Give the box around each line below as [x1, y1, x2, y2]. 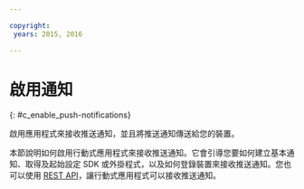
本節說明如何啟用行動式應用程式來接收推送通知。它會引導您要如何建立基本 [9, 147, 287, 158]
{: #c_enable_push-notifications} [9, 109, 131, 120]
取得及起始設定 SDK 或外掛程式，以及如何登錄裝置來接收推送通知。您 [24, 159, 284, 170]
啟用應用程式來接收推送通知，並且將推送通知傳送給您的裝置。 [9, 128, 240, 139]
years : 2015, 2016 [13, 29, 83, 39]
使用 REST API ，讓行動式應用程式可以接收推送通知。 [24, 170, 222, 181]
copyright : [9, 21, 51, 30]
